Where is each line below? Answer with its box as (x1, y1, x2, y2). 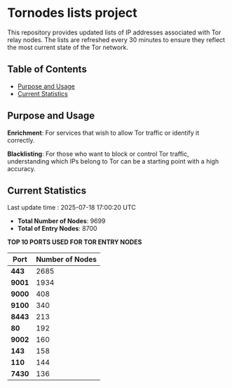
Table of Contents (7, 63, 88, 75)
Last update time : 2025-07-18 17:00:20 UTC (7, 203, 137, 212)
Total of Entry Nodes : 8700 (17, 225, 97, 233)
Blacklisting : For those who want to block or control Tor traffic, (7, 149, 189, 158)
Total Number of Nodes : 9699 (17, 217, 106, 225)
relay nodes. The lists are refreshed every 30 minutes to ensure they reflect (7, 35, 226, 44)
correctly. (7, 135, 35, 145)
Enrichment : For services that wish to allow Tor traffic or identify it (7, 128, 200, 137)
